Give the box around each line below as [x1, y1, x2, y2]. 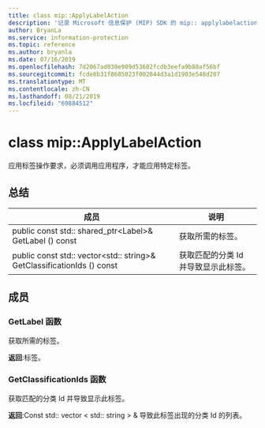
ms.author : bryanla [8, 48, 73, 56]
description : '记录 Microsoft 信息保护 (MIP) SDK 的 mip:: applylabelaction [8, 19, 258, 27]
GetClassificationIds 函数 [8, 374, 106, 385]
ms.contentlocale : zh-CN [8, 84, 90, 93]
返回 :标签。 [8, 352, 46, 362]
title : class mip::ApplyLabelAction [8, 11, 129, 20]
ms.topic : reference [8, 41, 77, 49]
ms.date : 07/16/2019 [8, 56, 77, 64]
